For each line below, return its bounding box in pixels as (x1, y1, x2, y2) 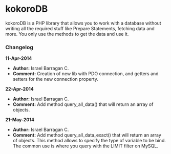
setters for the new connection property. (12, 76, 99, 82)
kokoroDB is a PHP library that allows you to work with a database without (5, 20, 161, 26)
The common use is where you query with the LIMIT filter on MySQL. (12, 143, 159, 149)
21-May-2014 (5, 117, 35, 123)
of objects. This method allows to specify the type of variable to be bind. (12, 138, 166, 144)
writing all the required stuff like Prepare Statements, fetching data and (5, 25, 155, 31)
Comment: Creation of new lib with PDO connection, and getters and (12, 71, 159, 77)
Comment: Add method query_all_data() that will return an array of (12, 101, 154, 107)
